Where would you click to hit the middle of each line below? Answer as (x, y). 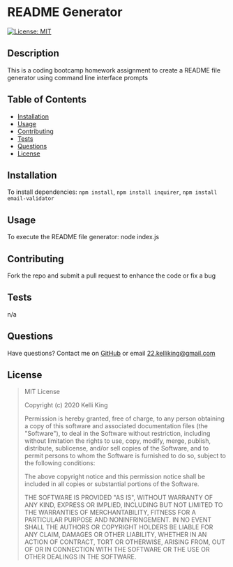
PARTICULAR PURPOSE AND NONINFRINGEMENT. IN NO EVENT (118, 520)
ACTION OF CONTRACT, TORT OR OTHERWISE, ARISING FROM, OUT (125, 542)
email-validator (31, 199)
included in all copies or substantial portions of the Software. (112, 484)
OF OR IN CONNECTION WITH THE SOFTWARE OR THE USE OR (117, 550)
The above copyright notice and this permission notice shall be (115, 477)
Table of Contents (47, 99)
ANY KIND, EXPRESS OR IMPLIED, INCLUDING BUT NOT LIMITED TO (123, 505)
